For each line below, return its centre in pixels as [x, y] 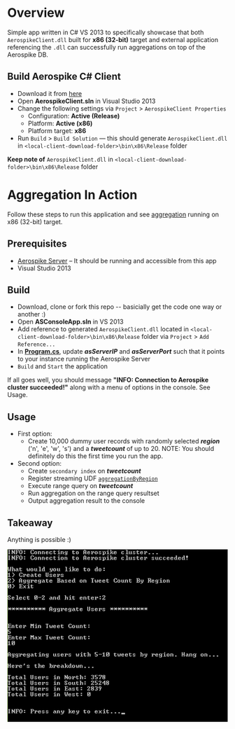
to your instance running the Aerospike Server [84, 359]
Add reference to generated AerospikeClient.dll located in [103, 329]
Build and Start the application [63, 366]
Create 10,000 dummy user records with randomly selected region [124, 441]
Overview [36, 13]
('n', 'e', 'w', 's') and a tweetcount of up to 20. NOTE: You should [121, 449]
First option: [35, 434]
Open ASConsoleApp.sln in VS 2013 [70, 322]
